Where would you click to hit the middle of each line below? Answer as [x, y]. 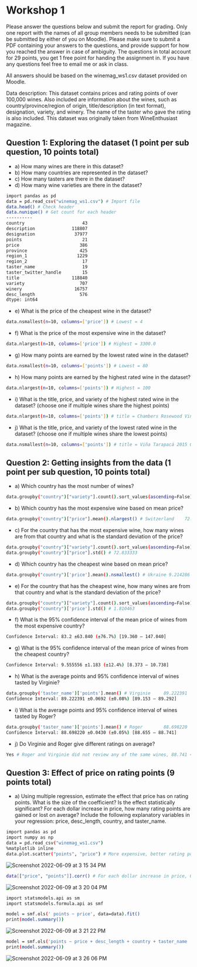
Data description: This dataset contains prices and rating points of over [92, 93]
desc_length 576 [47, 294]
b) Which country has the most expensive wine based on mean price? [99, 508]
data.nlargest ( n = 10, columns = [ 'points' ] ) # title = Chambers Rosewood [94, 416]
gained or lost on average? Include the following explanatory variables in [102, 815]
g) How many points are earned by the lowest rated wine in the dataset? [101, 355]
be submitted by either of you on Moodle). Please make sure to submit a [93, 39]
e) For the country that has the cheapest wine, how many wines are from [102, 586]
